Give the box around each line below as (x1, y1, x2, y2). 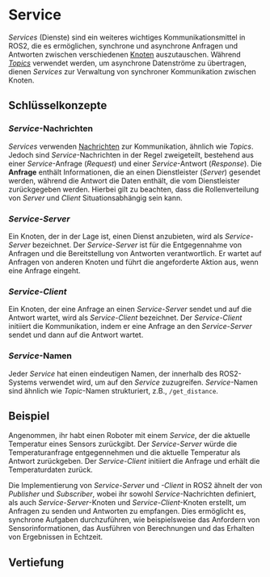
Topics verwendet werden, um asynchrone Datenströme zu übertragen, (8, 58, 247, 68)
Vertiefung (8, 555, 65, 569)
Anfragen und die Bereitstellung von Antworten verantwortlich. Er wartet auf (8, 248, 262, 258)
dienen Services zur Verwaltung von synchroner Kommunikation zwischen (8, 66, 256, 76)
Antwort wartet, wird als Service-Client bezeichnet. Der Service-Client (8, 313, 243, 322)
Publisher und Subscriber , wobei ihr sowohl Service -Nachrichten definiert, (8, 489, 256, 499)
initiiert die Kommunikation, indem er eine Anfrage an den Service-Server (8, 322, 253, 331)
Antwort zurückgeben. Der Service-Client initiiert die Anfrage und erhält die (8, 457, 260, 466)
